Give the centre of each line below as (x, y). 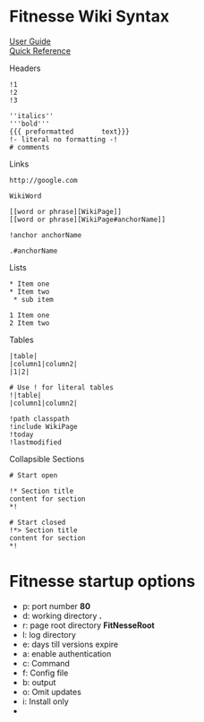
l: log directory (49, 634)
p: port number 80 (56, 606)
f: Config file (45, 673)
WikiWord (25, 196)
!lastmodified (36, 442)
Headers (25, 68)
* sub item (33, 299)
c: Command (46, 663)
